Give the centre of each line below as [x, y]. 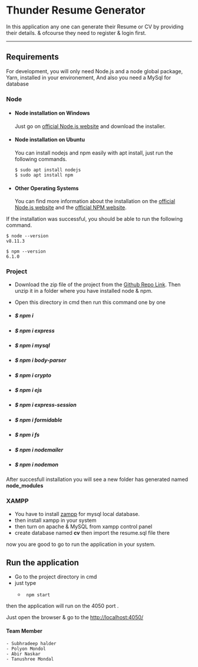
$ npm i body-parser [40, 360]
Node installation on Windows [52, 113]
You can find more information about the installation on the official [95, 201]
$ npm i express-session [45, 405]
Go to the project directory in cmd [56, 577]
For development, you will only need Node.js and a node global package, [95, 71]
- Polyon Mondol [26, 649]
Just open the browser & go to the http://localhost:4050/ [75, 617]
